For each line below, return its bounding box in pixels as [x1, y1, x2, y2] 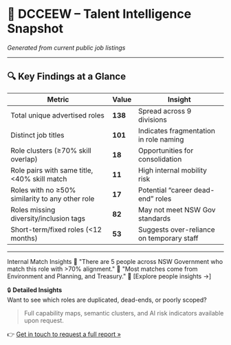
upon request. [23, 316, 64, 324]
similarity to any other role [10, 194, 95, 203]
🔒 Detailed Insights [7, 285, 63, 294]
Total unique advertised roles [10, 110, 104, 120]
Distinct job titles [10, 130, 65, 140]
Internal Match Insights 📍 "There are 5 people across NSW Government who [7, 257, 223, 265]
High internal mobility [137, 165, 208, 175]
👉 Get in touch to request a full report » [7, 330, 122, 338]
